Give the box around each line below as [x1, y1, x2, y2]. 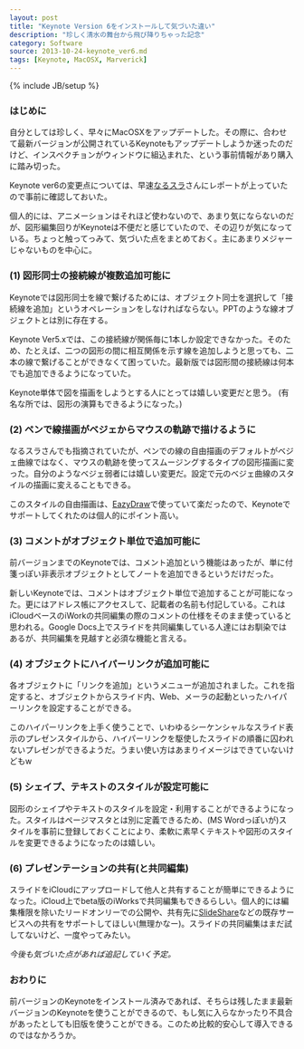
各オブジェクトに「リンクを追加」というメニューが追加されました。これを [9, 680, 287, 691]
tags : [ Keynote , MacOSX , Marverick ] [9, 55, 147, 64]
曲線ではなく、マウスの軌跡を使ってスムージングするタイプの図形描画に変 [16, 457, 295, 467]
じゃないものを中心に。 [9, 245, 97, 255]
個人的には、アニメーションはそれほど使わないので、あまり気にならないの [9, 210, 287, 222]
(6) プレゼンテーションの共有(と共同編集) [9, 861, 189, 874]
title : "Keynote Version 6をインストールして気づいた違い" [9, 22, 215, 31]
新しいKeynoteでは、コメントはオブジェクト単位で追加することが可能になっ [9, 588, 294, 599]
